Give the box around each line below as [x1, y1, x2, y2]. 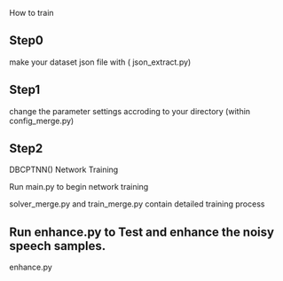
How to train [9, 8, 55, 18]
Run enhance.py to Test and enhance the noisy [9, 224, 275, 239]
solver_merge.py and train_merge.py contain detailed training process [9, 199, 265, 209]
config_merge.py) [9, 115, 75, 126]
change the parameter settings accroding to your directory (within [9, 105, 251, 116]
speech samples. [9, 238, 106, 254]
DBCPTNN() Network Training [9, 164, 119, 176]
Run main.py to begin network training [9, 182, 149, 192]
